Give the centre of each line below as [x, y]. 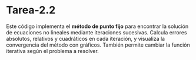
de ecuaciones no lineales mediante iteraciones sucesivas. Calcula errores [97, 32]
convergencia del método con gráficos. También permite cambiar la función [98, 45]
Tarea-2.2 [31, 10]
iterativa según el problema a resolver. [52, 51]
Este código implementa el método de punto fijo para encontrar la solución [97, 26]
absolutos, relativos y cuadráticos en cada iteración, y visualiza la [86, 38]
